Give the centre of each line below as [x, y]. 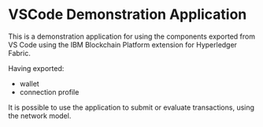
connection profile [49, 92]
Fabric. [20, 53]
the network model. [40, 115]
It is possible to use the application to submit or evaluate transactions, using [131, 107]
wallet [29, 84]
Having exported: [36, 68]
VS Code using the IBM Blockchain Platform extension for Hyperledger [123, 44]
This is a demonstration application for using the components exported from [132, 36]
